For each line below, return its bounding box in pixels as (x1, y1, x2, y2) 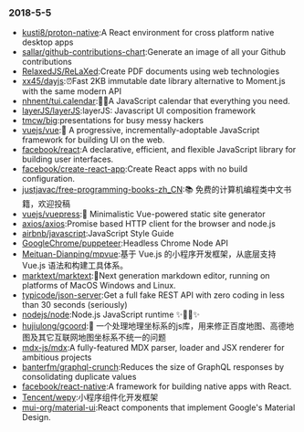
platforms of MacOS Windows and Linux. (21, 280, 176, 291)
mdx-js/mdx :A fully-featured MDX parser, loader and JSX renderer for (21, 342, 285, 353)
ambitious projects (21, 352, 92, 363)
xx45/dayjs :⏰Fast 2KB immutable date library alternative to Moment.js (21, 76, 286, 87)
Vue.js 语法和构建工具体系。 (21, 260, 129, 271)
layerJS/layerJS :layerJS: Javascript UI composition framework (21, 105, 257, 116)
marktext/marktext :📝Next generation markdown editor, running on (21, 270, 270, 281)
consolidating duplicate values (21, 372, 137, 383)
